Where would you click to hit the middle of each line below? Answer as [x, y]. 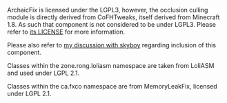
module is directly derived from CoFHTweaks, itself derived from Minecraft [113, 17]
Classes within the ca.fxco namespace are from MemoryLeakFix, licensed [112, 86]
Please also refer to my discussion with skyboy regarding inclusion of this [111, 45]
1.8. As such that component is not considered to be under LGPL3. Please [111, 24]
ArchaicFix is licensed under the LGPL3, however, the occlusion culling [108, 10]
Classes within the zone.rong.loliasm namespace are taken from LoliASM [111, 66]
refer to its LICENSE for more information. [66, 32]
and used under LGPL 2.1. [43, 73]
